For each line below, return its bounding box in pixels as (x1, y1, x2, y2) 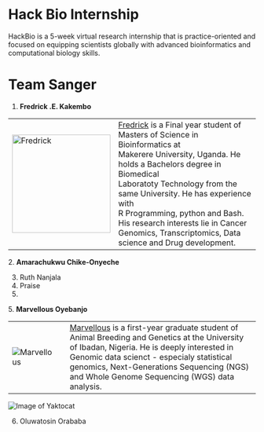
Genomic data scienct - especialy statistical (69, 351, 233, 362)
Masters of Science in (118, 129, 199, 140)
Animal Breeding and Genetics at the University (69, 331, 244, 342)
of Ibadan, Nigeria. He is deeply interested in (69, 342, 234, 353)
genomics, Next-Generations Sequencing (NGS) (69, 361, 249, 372)
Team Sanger (8, 76, 97, 93)
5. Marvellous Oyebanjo (8, 304, 88, 313)
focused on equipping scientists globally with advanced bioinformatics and (8, 39, 251, 49)
